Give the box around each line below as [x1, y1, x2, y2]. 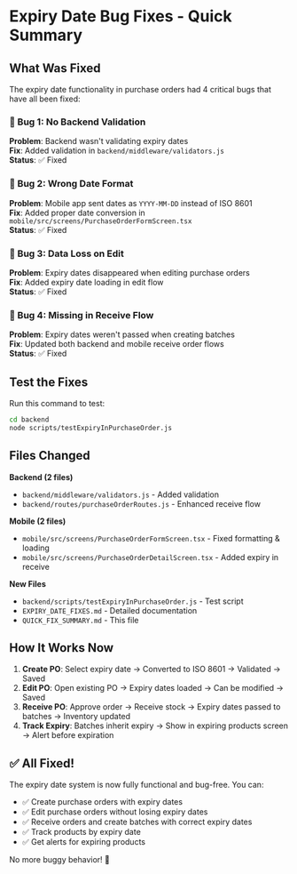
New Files [9, 578, 47, 589]
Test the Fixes [9, 374, 89, 389]
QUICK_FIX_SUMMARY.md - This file [21, 614, 139, 625]
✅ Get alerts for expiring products [21, 837, 146, 847]
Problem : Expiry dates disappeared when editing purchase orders [9, 267, 250, 277]
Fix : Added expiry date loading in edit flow [9, 277, 164, 287]
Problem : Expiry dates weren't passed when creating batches [9, 329, 235, 340]
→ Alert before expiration [21, 730, 114, 741]
